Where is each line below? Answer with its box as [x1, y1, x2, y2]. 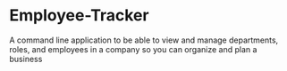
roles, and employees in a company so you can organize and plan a [9, 43, 257, 54]
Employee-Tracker [9, 5, 149, 26]
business [9, 53, 43, 64]
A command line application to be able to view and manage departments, [9, 35, 279, 45]
